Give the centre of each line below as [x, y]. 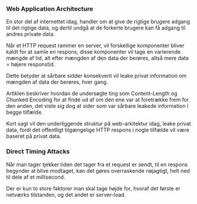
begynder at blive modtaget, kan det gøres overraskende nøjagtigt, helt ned [98, 170]
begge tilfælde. [24, 112]
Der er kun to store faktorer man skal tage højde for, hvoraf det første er [93, 188]
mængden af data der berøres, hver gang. [57, 82]
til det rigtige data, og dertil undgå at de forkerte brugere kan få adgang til [96, 28]
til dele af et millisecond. [36, 177]
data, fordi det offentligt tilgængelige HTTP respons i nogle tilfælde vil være [98, 130]
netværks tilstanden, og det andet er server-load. [66, 195]
